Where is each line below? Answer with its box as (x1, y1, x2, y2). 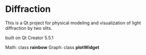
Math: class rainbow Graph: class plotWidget (5, 44, 99, 50)
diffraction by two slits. (5, 25, 52, 31)
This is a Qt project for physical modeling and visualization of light (5, 20, 141, 26)
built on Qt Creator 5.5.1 (5, 35, 53, 41)
